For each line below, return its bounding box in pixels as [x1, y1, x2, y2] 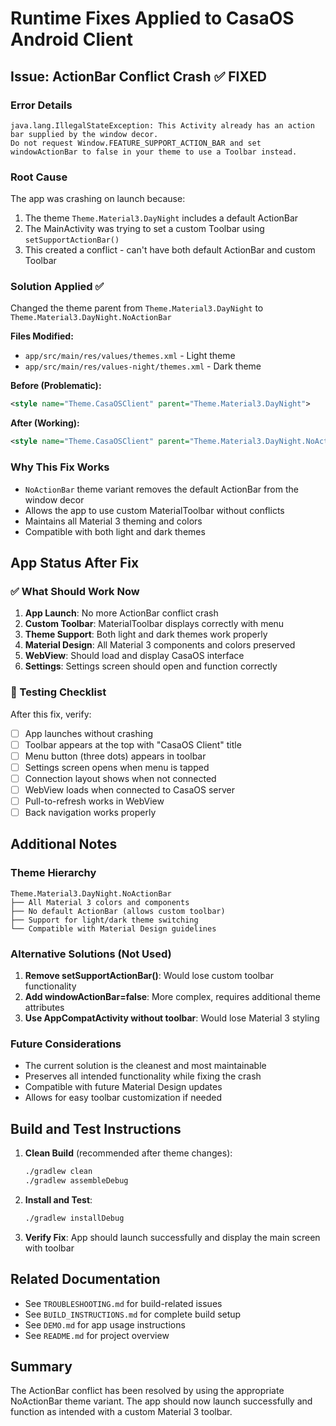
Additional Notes [10, 836, 118, 853]
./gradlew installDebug [24, 1213, 125, 1223]
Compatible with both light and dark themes [24, 525, 206, 537]
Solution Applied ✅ [10, 280, 105, 294]
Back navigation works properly [24, 806, 157, 818]
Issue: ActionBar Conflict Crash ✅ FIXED [10, 68, 267, 85]
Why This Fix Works [10, 460, 110, 474]
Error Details [10, 98, 73, 112]
